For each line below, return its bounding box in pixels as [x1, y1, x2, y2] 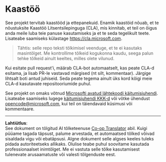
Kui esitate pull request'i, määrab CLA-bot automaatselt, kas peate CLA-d [5, 65, 155, 71]
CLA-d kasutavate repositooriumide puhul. [5, 80, 91, 87]
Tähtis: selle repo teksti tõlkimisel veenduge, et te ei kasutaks [17, 45, 142, 51]
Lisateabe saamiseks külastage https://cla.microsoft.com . [5, 35, 123, 41]
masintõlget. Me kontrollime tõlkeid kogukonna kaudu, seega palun [17, 50, 154, 56]
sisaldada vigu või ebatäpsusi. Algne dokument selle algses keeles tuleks [5, 135, 154, 141]
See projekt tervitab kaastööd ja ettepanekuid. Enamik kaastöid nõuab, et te [5, 20, 159, 26]
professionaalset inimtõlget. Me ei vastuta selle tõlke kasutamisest [5, 146, 140, 152]
